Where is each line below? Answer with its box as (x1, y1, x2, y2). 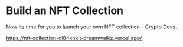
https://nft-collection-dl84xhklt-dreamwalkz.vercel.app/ (6, 34, 142, 41)
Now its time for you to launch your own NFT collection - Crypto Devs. (6, 23, 177, 30)
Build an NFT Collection (6, 4, 124, 17)
